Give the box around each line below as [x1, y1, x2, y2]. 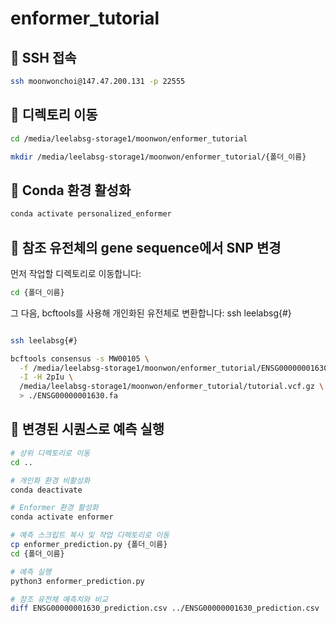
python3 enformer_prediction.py [10, 576, 145, 586]
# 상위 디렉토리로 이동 [10, 448, 91, 458]
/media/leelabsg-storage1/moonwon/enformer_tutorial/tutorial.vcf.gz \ [19, 382, 325, 392]
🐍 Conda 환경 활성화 [10, 182, 132, 199]
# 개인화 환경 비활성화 [10, 475, 91, 486]
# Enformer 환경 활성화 [10, 503, 99, 513]
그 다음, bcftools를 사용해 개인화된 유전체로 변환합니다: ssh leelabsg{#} [10, 307, 292, 319]
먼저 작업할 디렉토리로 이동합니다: [10, 267, 142, 279]
